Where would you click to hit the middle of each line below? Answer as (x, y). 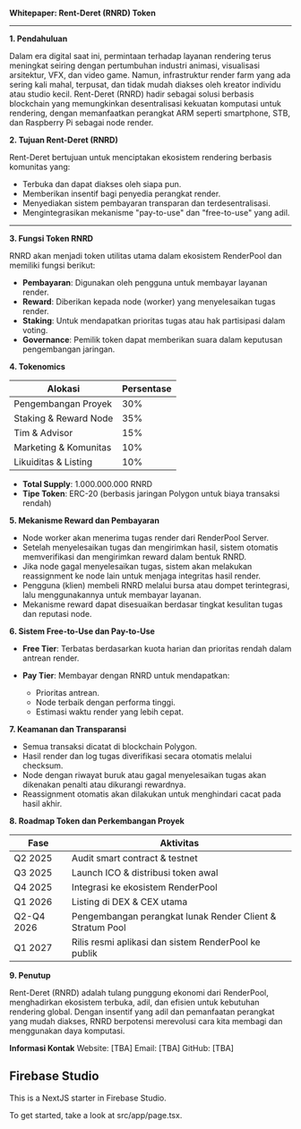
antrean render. (51, 658)
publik (84, 953)
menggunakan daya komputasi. (67, 1031)
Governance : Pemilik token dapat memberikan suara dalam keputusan (152, 340)
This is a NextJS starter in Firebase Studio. (88, 1098)
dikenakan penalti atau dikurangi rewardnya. (104, 784)
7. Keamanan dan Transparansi (68, 729)
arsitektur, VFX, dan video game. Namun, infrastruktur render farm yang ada (150, 75)
